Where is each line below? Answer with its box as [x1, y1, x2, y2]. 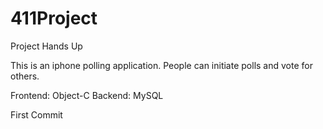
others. [10, 70, 40, 82]
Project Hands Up [10, 40, 83, 52]
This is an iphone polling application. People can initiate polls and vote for [10, 59, 313, 71]
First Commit [10, 108, 63, 121]
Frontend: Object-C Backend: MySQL [10, 89, 164, 101]
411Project [10, 7, 98, 30]
